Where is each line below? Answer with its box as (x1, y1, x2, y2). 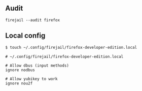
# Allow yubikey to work (5, 76, 58, 81)
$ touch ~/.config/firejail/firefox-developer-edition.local (5, 45, 137, 50)
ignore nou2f (5, 81, 33, 86)
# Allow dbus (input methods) (5, 63, 69, 68)
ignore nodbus (5, 67, 35, 73)
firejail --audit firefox (5, 17, 60, 22)
